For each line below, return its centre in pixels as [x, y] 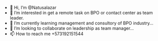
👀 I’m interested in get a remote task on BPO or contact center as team [81, 13]
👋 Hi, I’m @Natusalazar [33, 8]
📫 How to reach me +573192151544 [47, 34]
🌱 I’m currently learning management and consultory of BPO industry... [81, 23]
